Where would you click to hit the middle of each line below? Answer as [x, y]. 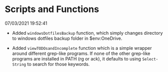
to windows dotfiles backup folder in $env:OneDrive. [67, 38]
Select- [150, 59]
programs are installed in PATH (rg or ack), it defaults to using [77, 58]
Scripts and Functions [52, 9]
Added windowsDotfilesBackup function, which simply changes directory [87, 33]
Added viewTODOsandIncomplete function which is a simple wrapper [82, 48]
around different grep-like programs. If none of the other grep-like [81, 53]
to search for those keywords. [58, 64]
